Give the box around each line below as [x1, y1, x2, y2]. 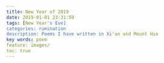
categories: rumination [6, 25, 67, 32]
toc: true [6, 48, 31, 54]
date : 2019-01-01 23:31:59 [6, 14, 74, 20]
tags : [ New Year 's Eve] [6, 20, 67, 26]
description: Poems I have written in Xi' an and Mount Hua [6, 31, 159, 37]
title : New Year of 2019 [6, 8, 69, 15]
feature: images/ [6, 43, 50, 49]
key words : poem [6, 37, 47, 43]
